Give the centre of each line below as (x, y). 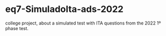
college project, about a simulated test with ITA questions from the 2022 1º (83, 23)
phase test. (17, 28)
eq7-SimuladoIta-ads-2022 (65, 9)
